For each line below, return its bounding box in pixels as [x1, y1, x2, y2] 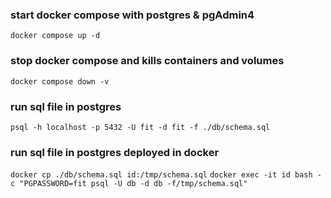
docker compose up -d [10, 31, 101, 41]
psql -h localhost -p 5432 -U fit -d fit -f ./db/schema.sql [10, 122, 271, 132]
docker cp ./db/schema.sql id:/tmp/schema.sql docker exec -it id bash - [10, 170, 322, 180]
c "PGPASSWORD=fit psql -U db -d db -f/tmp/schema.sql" [10, 179, 248, 189]
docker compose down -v [10, 76, 110, 87]
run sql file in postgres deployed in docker [10, 145, 220, 159]
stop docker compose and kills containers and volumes [10, 54, 285, 68]
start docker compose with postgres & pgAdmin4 [10, 8, 255, 22]
